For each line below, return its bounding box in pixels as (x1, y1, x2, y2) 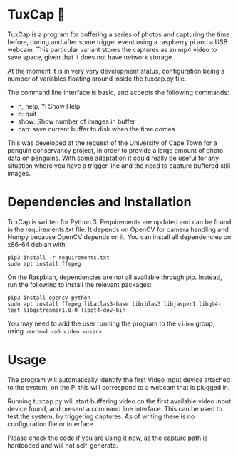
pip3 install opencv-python (7, 294, 91, 301)
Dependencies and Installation (7, 194, 192, 210)
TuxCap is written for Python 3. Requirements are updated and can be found (7, 217, 232, 226)
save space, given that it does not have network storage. (7, 53, 175, 61)
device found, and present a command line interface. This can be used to (7, 404, 223, 413)
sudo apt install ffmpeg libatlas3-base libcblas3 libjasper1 (7, 300, 196, 308)
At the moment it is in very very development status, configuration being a (7, 66, 225, 75)
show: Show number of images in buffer (17, 117, 135, 126)
